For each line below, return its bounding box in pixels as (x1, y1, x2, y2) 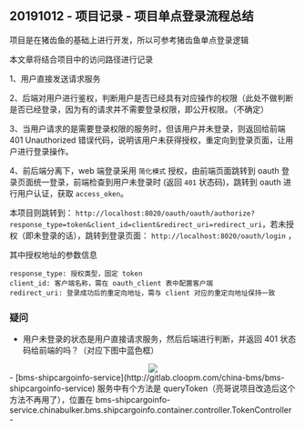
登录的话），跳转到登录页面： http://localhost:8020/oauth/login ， (40, 230, 297, 241)
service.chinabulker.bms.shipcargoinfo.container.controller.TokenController (9, 405, 292, 415)
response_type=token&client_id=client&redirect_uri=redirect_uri (9, 220, 262, 229)
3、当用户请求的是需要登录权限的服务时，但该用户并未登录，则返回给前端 (9, 123, 286, 134)
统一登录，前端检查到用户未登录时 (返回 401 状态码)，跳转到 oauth (33, 176, 281, 187)
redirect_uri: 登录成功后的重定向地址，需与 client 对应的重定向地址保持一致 (9, 288, 276, 297)
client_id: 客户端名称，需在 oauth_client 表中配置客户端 (9, 278, 214, 288)
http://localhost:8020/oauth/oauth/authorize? (75, 208, 255, 218)
